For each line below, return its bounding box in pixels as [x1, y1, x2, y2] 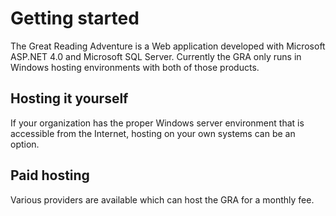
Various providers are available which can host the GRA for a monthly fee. [10, 193, 315, 206]
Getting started [10, 7, 140, 30]
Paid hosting [10, 167, 90, 184]
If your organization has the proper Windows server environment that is [10, 117, 305, 129]
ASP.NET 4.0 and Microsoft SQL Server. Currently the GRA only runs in [10, 50, 302, 62]
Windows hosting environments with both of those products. [10, 61, 260, 73]
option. [10, 138, 40, 150]
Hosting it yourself [10, 90, 129, 107]
